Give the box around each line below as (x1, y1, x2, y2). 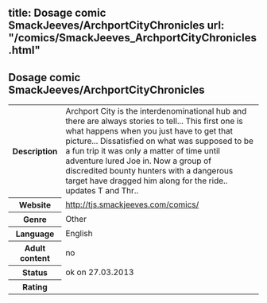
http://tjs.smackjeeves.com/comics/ (65, 199, 199, 210)
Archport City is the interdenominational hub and (65, 106, 247, 117)
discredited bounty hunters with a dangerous (65, 165, 234, 177)
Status (22, 266, 48, 278)
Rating (22, 282, 48, 293)
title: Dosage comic (8, 6, 106, 20)
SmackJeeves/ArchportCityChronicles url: (8, 19, 225, 33)
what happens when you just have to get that (65, 126, 233, 137)
